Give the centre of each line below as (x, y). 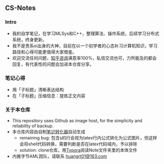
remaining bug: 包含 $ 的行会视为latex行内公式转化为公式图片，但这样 (88, 138)
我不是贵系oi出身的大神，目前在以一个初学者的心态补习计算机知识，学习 (85, 46)
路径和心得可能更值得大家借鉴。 (44, 52)
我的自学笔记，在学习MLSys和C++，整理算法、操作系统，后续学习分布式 (86, 33)
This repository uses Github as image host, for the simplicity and (77, 121)
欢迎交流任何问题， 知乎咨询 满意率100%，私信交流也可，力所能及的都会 (84, 58)
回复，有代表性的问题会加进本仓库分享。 (53, 64)
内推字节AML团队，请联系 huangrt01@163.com (59, 156)
